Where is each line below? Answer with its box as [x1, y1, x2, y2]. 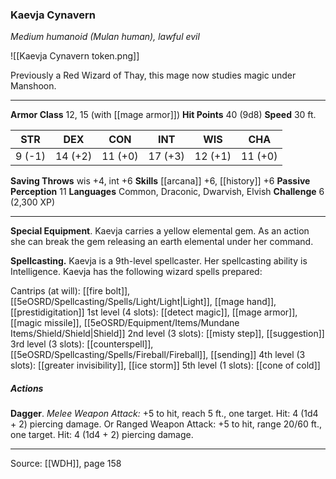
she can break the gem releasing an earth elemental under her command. [10, 236, 314, 248]
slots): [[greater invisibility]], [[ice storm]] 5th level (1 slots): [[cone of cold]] [10, 359, 321, 372]
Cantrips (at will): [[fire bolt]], [10, 285, 131, 297]
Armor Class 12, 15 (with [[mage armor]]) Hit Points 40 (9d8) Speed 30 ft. [10, 109, 317, 121]
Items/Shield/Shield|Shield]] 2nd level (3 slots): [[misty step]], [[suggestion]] [10, 328, 325, 340]
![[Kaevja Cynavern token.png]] [10, 50, 140, 62]
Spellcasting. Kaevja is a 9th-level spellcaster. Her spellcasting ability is [10, 255, 308, 267]
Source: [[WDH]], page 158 [10, 458, 122, 470]
